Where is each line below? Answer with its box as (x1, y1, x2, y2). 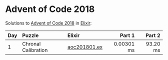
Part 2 (145, 31, 160, 38)
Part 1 (119, 31, 135, 38)
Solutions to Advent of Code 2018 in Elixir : (5, 20, 92, 26)
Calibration (22, 46, 48, 53)
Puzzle (22, 31, 39, 38)
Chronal (22, 40, 41, 47)
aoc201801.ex (67, 43, 103, 50)
